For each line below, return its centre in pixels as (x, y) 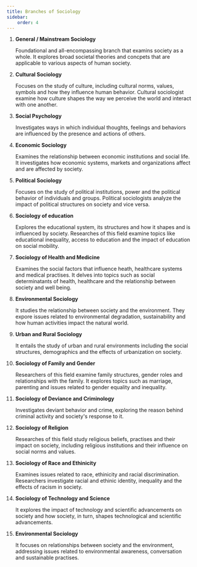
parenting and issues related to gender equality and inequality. (91, 387)
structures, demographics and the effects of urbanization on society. (98, 352)
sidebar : (17, 17)
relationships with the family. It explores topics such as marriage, (94, 381)
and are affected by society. (49, 169)
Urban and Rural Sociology (49, 334)
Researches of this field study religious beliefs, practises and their (95, 439)
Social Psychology (39, 116)
